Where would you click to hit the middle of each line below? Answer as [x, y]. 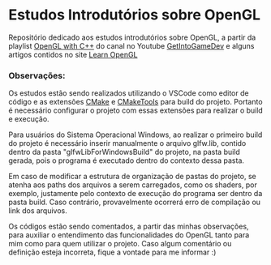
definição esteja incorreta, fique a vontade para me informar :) [112, 252]
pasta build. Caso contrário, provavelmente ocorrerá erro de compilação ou [135, 202]
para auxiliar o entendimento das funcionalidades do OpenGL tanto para [129, 235]
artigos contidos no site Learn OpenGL [73, 54]
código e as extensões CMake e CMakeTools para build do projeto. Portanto [135, 102]
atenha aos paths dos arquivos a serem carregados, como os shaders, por [133, 185]
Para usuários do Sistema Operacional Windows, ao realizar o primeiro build [135, 135]
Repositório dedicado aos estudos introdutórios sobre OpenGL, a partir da [132, 37]
